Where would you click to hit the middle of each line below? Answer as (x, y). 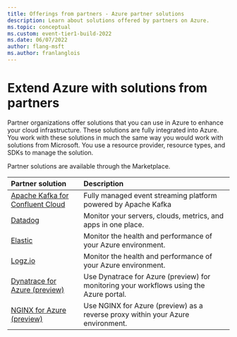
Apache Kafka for (40, 195)
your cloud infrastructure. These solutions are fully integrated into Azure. (113, 130)
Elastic (22, 240)
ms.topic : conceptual (39, 27)
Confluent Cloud (38, 204)
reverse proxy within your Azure (136, 314)
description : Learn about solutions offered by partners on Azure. (109, 20)
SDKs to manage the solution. (50, 152)
